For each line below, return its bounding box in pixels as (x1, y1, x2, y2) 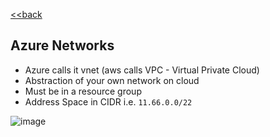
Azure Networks (10, 37, 115, 54)
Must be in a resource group (24, 85, 142, 97)
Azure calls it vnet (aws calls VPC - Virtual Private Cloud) (24, 64, 260, 76)
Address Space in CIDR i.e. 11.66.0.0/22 (24, 95, 193, 108)
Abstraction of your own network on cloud (24, 74, 200, 86)
